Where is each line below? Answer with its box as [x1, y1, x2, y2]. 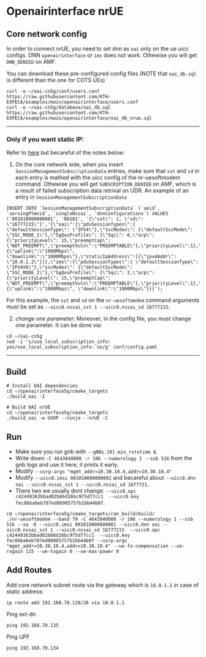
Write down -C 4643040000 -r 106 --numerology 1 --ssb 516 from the [15, 454, 193, 461]
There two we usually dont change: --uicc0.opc [15, 486, 137, 494]
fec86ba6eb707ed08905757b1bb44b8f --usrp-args [6, 537, 128, 544]
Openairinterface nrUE [6, 4, 124, 18]
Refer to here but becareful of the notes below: [6, 149, 125, 156]
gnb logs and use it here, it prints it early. [15, 461, 119, 468]
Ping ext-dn [6, 610, 36, 618]
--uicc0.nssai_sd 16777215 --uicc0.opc [55, 526, 161, 533]
